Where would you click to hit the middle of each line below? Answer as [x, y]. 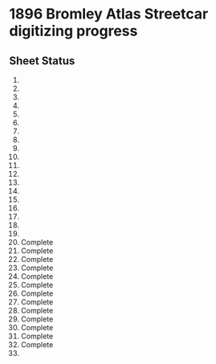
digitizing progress [73, 31]
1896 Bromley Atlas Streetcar [109, 14]
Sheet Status [42, 61]
